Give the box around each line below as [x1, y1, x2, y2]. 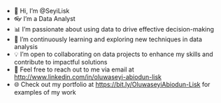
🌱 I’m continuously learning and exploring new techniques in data [13, 35, 203, 43]
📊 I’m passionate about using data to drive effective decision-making [13, 25, 215, 33]
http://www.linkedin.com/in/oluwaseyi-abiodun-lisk [13, 73, 162, 81]
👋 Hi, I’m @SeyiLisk [13, 7, 70, 15]
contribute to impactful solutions [13, 58, 108, 66]
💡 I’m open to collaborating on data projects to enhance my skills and [13, 50, 213, 58]
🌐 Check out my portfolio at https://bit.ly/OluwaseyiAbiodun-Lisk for [13, 81, 211, 88]
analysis [13, 43, 38, 50]
